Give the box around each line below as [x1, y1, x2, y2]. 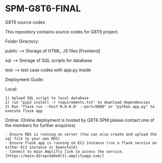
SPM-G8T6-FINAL [5, 3, 81, 14]
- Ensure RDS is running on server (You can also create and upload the [5, 131, 157, 137]
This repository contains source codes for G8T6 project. [5, 29, 119, 34]
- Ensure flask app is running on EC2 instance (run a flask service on [5, 140, 157, 145]
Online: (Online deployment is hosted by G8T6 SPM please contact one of [5, 117, 155, 123]
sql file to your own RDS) [5, 136, 60, 141]
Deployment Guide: [5, 76, 44, 82]
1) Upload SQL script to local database [5, 96, 89, 100]
